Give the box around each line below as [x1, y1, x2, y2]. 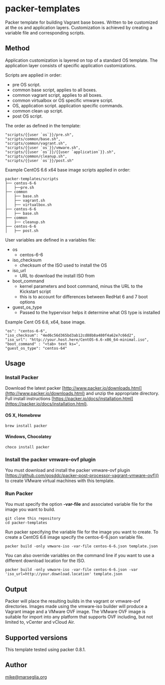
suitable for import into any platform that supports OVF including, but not [5, 614, 153, 620]
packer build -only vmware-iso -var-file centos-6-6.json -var [5, 567, 138, 572]
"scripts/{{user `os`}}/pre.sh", [5, 132, 74, 137]
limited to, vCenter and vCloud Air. [5, 619, 75, 625]
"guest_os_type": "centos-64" [5, 346, 68, 351]
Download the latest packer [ [5, 385, 64, 391]
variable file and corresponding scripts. [5, 30, 85, 36]
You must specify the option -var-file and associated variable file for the [5, 501, 153, 507]
